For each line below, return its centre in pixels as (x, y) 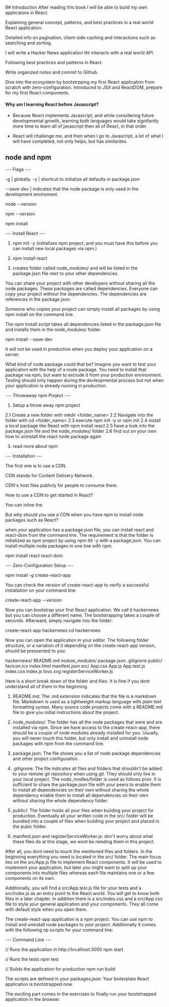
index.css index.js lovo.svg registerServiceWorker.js (59, 672)
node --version (21, 204)
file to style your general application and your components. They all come (82, 904)
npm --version (20, 214)
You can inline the (24, 505)
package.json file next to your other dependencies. (66, 273)
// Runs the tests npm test (32, 959)
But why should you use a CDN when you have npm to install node (74, 515)
